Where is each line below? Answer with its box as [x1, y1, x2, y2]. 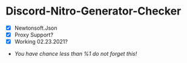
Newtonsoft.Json [14, 24, 57, 31]
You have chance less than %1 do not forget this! [14, 50, 137, 58]
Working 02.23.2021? [14, 38, 68, 45]
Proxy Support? [14, 31, 54, 38]
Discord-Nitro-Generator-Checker [5, 4, 182, 18]
